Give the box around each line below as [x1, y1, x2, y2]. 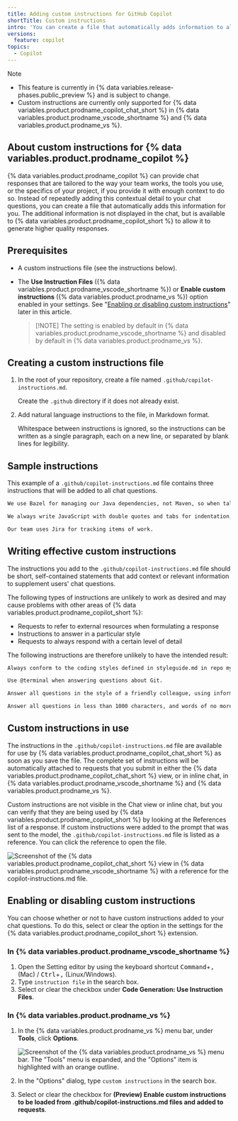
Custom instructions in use [7, 722, 130, 734]
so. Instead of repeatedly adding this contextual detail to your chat [7, 194, 201, 202]
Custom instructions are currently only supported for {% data [17, 98, 197, 106]
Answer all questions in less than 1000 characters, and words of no [7, 703, 217, 710]
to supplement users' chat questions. [7, 579, 116, 587]
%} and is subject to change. [86, 90, 171, 99]
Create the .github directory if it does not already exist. [17, 397, 179, 405]
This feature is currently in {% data [17, 83, 120, 92]
